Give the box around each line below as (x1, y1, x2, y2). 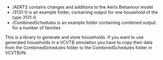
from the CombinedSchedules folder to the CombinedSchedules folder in (5, 45, 153, 50)
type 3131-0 (12, 15, 37, 20)
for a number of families (12, 25, 61, 31)
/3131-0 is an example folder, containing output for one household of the (12, 9, 158, 15)
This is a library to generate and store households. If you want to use (5, 34, 144, 40)
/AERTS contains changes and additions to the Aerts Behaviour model (12, 4, 153, 10)
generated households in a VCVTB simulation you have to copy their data (5, 40, 153, 45)
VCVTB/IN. (5, 50, 27, 56)
